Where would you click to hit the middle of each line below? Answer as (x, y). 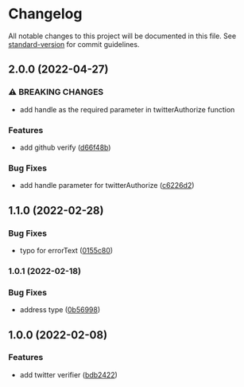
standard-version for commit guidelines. (74, 44)
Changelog (45, 14)
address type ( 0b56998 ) (60, 310)
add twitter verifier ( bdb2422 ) (68, 374)
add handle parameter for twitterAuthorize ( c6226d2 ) (107, 186)
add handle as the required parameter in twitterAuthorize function (127, 109)
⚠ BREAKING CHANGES (56, 92)
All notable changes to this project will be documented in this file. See (122, 36)
